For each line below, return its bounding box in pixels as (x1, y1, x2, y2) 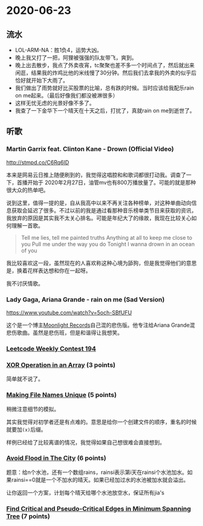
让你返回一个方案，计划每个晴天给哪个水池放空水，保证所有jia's (6, 488, 165, 496)
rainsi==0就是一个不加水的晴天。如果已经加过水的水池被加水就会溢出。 (11, 476, 189, 483)
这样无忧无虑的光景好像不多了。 (14, 99, 95, 107)
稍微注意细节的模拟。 (6, 405, 59, 412)
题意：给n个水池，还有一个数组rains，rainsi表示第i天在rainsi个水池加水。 (6, 468, 187, 476)
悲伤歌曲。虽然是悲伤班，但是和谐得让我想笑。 (6, 329, 123, 336)
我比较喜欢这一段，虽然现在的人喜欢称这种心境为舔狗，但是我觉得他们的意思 (6, 259, 197, 266)
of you (21, 246, 37, 254)
